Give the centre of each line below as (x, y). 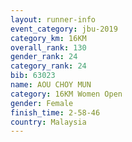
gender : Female (42, 103)
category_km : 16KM (48, 38)
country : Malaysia (48, 122)
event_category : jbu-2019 (64, 29)
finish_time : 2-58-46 (55, 112)
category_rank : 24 (48, 66)
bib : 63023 (33, 76)
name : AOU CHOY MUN (51, 85)
